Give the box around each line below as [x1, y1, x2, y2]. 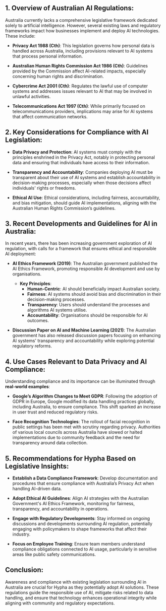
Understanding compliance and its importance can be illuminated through [5, 378, 156, 384]
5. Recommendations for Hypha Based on [5, 454, 136, 463]
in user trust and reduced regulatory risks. [12, 409, 99, 415]
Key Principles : [19, 280, 52, 287]
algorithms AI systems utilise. [27, 307, 87, 313]
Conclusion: [5, 566, 44, 574]
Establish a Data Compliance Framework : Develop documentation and [12, 475, 158, 481]
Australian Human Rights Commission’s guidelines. [12, 205, 116, 211]
